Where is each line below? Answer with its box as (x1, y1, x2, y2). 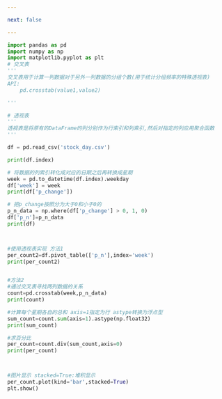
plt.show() (7, 384, 39, 392)
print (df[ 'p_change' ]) (7, 189, 73, 196)
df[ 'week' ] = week (7, 182, 61, 189)
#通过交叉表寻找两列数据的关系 (7, 283, 84, 290)
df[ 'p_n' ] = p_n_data (7, 214, 64, 221)
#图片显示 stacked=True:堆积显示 (7, 372, 96, 380)
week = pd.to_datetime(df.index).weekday (7, 175, 129, 182)
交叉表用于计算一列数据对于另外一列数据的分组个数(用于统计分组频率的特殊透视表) (7, 74, 211, 81)
